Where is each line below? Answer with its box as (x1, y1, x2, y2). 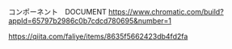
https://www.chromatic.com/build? (108, 7, 224, 16)
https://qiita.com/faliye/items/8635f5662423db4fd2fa (8, 31, 188, 41)
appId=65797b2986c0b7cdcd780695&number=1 (8, 16, 172, 26)
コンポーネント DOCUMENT (8, 7, 108, 16)
